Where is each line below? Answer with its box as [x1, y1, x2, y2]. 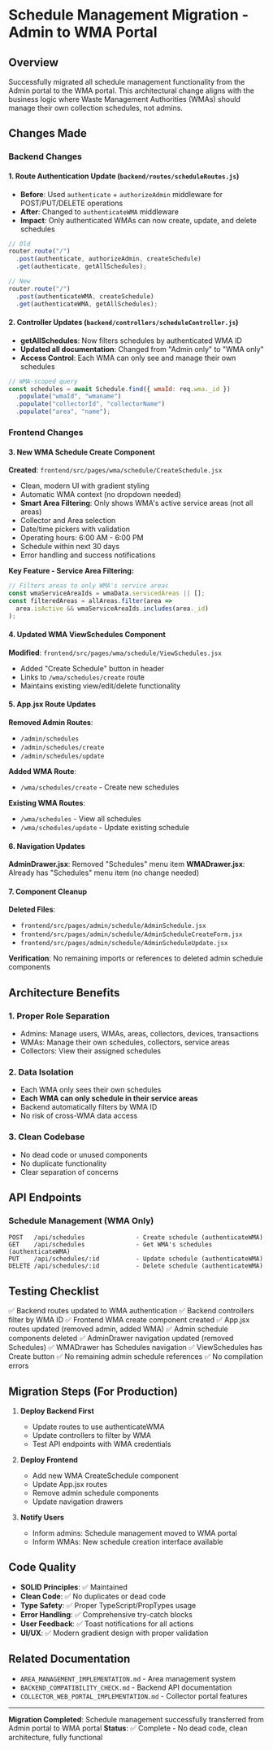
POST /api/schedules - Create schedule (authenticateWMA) [8, 1233, 264, 1242]
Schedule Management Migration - [8, 6, 249, 24]
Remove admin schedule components [32, 1488, 159, 1497]
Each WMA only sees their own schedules [19, 1085, 162, 1095]
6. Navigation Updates [8, 841, 85, 851]
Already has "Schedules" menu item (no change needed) [8, 868, 200, 877]
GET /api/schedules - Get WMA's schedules [8, 1241, 213, 1249]
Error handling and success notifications [19, 550, 156, 560]
